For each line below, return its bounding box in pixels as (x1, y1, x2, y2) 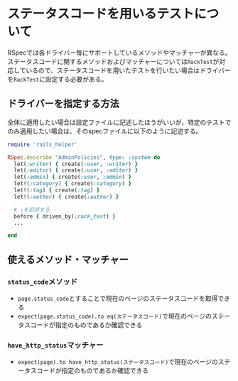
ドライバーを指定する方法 (7, 98, 119, 110)
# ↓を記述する (13, 206, 50, 213)
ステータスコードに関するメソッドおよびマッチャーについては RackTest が (7, 57, 220, 65)
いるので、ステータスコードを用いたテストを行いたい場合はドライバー (26, 66, 231, 74)
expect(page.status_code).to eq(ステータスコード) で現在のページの (17, 311, 212, 320)
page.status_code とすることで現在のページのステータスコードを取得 (17, 294, 218, 302)
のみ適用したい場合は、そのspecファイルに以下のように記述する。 (7, 126, 202, 135)
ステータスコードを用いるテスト (7, 6, 195, 22)
